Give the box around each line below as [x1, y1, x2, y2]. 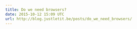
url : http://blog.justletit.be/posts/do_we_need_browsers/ [5, 16, 132, 21]
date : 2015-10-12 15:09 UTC [5, 12, 65, 17]
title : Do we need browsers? [5, 7, 67, 12]
